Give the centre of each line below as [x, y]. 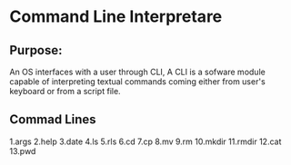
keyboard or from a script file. [65, 91]
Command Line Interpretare [116, 17]
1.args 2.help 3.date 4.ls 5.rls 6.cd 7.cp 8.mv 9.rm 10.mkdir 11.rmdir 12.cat [145, 141]
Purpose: [36, 50]
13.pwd [23, 150]
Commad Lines [53, 120]
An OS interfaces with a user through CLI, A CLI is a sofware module [137, 72]
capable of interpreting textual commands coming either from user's [137, 82]
